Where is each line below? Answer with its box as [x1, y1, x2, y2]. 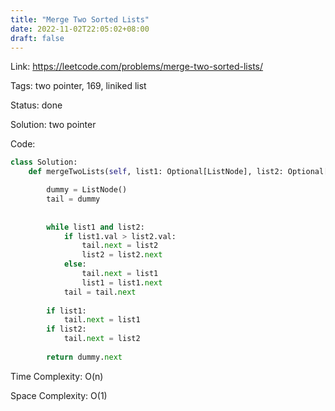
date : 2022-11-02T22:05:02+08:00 [10, 24, 150, 34]
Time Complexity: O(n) [10, 370, 104, 382]
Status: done [10, 99, 63, 111]
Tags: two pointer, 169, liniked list [10, 80, 147, 92]
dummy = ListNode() [46, 185, 128, 195]
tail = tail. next [63, 287, 137, 297]
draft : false [10, 33, 65, 43]
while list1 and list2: [46, 222, 145, 232]
